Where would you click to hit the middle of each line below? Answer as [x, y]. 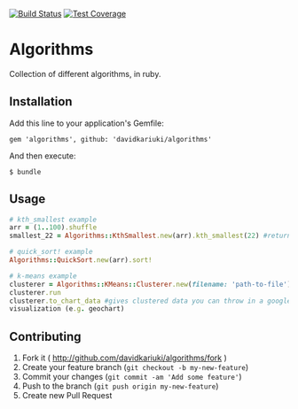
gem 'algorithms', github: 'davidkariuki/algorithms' [111, 139]
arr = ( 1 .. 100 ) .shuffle [53, 228]
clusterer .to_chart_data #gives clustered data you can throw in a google [150, 301]
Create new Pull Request [67, 396]
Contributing [45, 336]
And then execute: [43, 156]
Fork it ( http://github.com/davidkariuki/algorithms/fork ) [125, 358]
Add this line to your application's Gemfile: [86, 123]
